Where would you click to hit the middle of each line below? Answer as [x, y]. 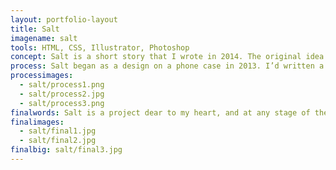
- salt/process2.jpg [62, 94]
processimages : [42, 76]
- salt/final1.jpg [58, 131]
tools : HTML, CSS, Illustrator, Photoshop [100, 47]
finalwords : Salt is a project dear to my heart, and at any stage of [160, 112]
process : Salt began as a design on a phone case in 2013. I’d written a [167, 66]
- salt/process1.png [62, 85]
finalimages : [37, 122]
